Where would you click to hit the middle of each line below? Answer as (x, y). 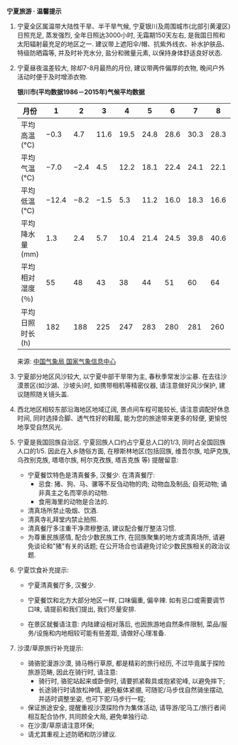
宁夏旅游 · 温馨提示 (34, 11)
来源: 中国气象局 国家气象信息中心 (66, 361)
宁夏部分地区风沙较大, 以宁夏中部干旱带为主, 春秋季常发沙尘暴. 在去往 (119, 376)
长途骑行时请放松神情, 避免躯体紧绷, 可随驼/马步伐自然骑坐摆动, (131, 690)
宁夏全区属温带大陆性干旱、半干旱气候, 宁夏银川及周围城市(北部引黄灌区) (124, 26)
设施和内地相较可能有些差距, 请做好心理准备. (101, 633)
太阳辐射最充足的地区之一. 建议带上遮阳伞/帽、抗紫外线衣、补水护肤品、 (123, 44)
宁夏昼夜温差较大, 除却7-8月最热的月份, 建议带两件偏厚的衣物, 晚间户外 (121, 68)
